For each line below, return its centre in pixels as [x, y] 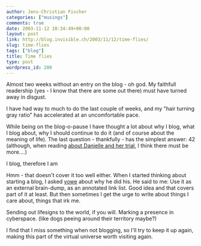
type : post [20, 62]
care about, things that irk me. [43, 201]
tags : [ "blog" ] [25, 51]
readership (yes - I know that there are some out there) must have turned [97, 91]
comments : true [25, 23]
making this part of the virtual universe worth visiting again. [79, 236]
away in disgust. [26, 97]
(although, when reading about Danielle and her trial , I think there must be [97, 146]
